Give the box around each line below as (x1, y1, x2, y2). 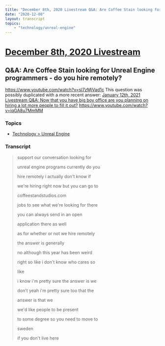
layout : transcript (5, 16, 45, 21)
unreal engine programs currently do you (17, 164, 101, 170)
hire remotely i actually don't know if (17, 173, 91, 179)
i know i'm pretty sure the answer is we (17, 278, 97, 284)
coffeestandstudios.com (17, 192, 67, 198)
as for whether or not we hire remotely (17, 230, 95, 236)
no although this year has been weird (17, 249, 92, 255)
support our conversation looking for (17, 154, 92, 160)
